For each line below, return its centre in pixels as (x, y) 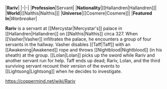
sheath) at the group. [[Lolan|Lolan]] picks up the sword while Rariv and (80, 55)
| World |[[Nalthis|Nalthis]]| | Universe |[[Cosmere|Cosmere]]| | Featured (79, 13)
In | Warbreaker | (21, 18)
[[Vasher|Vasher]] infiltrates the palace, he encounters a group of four (78, 39)
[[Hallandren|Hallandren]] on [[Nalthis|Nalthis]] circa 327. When (72, 34)
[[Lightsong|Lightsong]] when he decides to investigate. (64, 71)
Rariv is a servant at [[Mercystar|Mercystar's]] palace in (64, 28)
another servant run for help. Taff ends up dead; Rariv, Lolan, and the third (83, 60)
